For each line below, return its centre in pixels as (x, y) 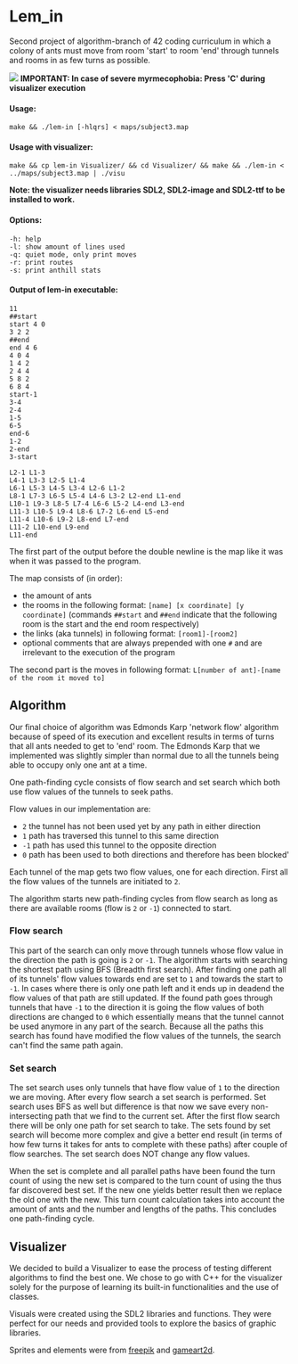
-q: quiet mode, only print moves (73, 255)
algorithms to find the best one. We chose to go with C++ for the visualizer (146, 1278)
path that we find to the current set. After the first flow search (167, 1116)
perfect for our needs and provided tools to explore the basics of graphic (143, 1323)
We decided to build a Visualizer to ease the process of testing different (141, 1268)
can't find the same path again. (66, 1045)
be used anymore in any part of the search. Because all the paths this (137, 1026)
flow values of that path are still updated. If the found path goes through (141, 998)
